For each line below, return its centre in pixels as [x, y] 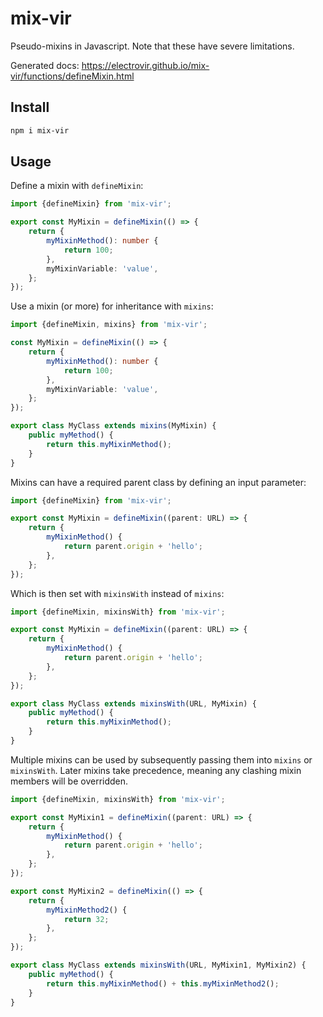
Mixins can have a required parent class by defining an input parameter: [158, 482]
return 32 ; [86, 919]
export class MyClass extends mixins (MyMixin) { [113, 426]
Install [30, 107]
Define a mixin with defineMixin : [77, 186]
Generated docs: [45, 65]
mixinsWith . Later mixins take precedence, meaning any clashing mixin [156, 770]
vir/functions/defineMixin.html [72, 76]
